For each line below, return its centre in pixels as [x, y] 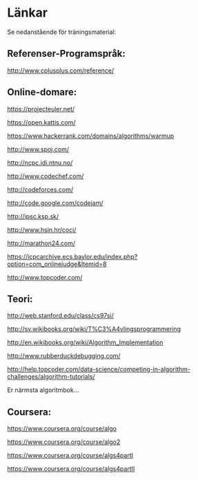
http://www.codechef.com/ [46, 176]
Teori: [20, 299]
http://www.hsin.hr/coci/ [42, 229]
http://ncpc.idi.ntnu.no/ [40, 162]
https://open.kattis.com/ [41, 122]
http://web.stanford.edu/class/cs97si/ [60, 316]
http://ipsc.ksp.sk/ [33, 216]
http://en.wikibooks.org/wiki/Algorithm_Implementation [85, 343]
